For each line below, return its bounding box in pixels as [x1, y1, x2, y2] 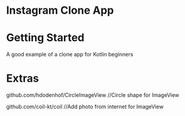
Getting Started [6, 31, 85, 45]
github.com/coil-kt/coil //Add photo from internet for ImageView [6, 103, 164, 111]
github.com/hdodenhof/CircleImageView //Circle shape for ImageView [6, 91, 180, 99]
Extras [6, 72, 39, 86]
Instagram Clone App [6, 4, 114, 17]
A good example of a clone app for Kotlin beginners [6, 51, 134, 58]
